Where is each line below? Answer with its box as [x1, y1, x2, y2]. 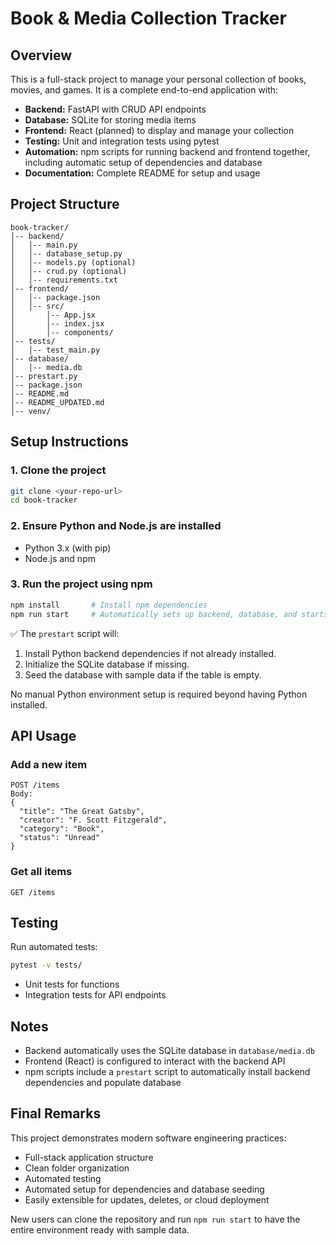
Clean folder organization [24, 1162, 130, 1174]
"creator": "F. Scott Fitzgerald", [19, 815, 168, 826]
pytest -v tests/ [10, 960, 83, 971]
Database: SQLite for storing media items [24, 114, 197, 126]
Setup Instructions [10, 433, 129, 451]
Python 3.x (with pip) [24, 542, 112, 554]
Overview [10, 47, 73, 64]
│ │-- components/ [10, 327, 114, 337]
